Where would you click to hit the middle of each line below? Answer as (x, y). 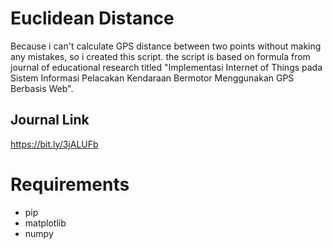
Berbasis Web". (42, 88)
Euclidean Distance (92, 18)
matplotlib (45, 223)
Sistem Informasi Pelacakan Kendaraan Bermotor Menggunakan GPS (152, 78)
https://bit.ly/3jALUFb (54, 144)
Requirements (70, 184)
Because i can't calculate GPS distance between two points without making (166, 46)
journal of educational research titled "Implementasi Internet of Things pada (166, 67)
